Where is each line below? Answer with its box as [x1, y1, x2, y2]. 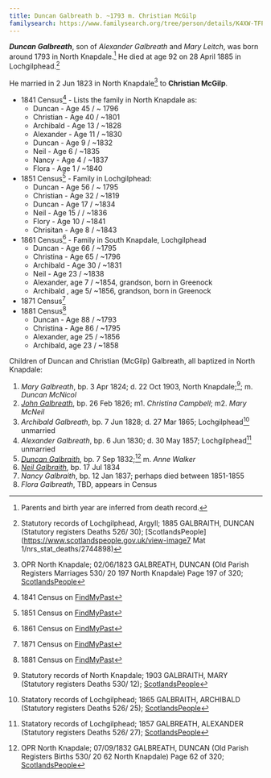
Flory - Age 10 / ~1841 [32, 216, 106, 226]
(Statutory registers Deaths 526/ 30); [20, 527, 144, 537]
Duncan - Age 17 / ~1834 [32, 199, 116, 209]
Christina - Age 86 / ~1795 [32, 323, 121, 333]
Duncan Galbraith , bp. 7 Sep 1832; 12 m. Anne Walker [20, 452, 196, 464]
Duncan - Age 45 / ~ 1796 [32, 104, 119, 114]
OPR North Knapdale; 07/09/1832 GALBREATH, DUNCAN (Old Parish [20, 743, 248, 753]
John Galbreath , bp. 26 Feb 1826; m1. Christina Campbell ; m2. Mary [20, 398, 248, 408]
